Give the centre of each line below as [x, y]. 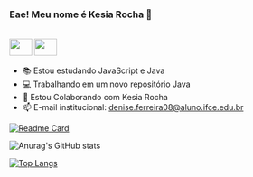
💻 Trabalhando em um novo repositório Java [107, 84]
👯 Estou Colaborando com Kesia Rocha [95, 98]
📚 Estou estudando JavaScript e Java [94, 70]
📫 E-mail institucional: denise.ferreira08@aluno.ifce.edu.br [133, 107]
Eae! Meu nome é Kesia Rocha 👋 [81, 14]
